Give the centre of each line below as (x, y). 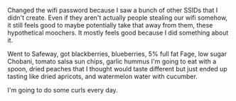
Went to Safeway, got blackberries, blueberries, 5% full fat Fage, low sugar (117, 54)
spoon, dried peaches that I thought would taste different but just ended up (117, 69)
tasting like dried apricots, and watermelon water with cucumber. (102, 76)
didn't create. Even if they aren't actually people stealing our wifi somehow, (118, 18)
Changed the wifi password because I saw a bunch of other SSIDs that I (113, 10)
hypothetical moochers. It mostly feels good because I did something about (118, 32)
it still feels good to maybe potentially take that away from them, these (110, 25)
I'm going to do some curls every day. (63, 90)
